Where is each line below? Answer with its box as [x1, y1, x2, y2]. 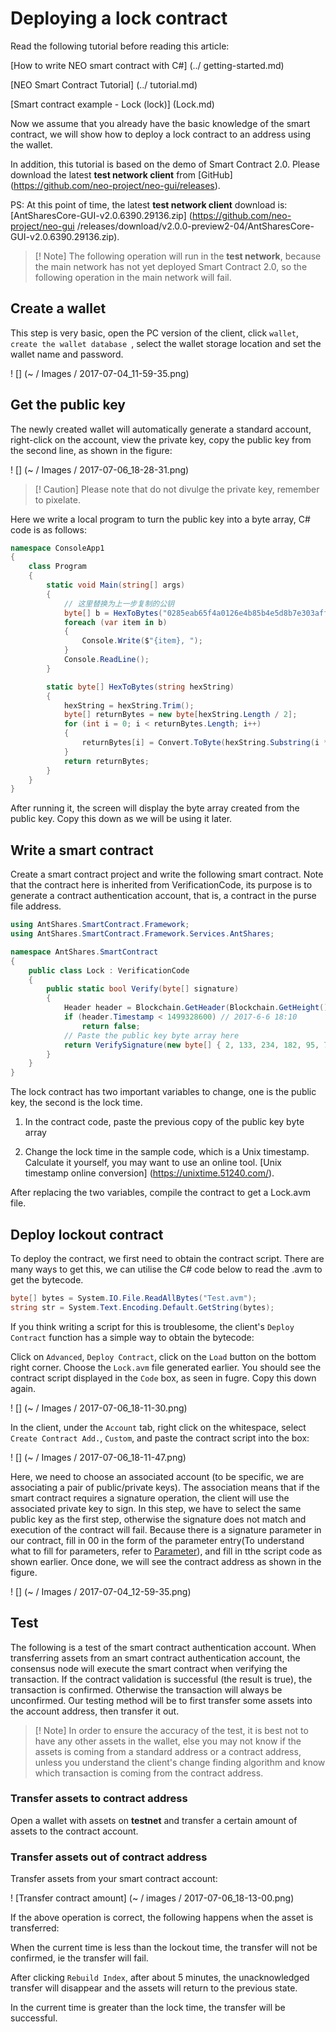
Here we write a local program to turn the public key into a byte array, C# [10, 513, 311, 525]
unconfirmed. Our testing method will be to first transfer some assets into [10, 1694, 313, 1706]
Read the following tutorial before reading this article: [10, 40, 230, 52]
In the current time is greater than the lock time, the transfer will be [10, 2002, 286, 2014]
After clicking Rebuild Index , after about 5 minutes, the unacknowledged [10, 1972, 310, 1984]
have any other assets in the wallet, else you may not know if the [34, 1735, 302, 1747]
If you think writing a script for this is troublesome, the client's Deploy [10, 1320, 295, 1332]
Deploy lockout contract [10, 1226, 164, 1243]
